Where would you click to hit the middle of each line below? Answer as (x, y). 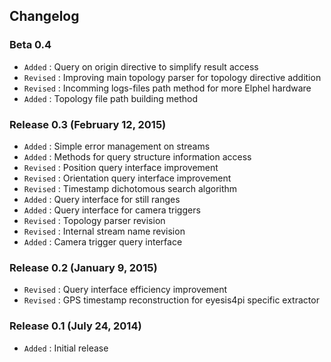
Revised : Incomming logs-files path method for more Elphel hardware (167, 88)
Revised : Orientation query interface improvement (127, 178)
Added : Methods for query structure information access (137, 156)
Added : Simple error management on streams (117, 146)
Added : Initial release (66, 348)
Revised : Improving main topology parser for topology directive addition (172, 77)
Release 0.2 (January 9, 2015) (83, 267)
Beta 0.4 (30, 45)
